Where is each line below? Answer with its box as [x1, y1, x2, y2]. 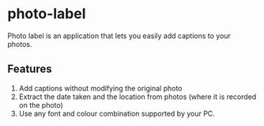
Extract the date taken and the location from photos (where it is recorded [18, 92, 257, 101]
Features [7, 63, 52, 76]
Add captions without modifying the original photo [18, 83, 183, 93]
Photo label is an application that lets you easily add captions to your [7, 31, 231, 40]
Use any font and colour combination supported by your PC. [18, 109, 215, 118]
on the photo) [18, 100, 64, 109]
